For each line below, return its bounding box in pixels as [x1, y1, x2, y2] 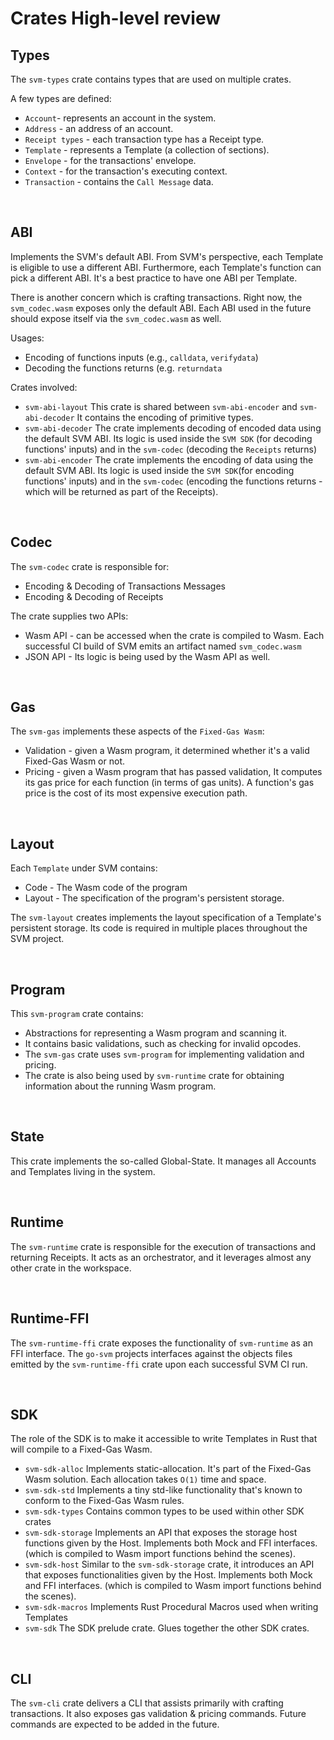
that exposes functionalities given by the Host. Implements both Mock [24, 1569, 313, 1581]
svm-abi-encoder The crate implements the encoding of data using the [24, 453, 314, 466]
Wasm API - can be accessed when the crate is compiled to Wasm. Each [24, 629, 325, 641]
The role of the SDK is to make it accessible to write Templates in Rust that [10, 1433, 318, 1445]
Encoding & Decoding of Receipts [24, 590, 164, 602]
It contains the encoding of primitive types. [76, 411, 254, 423]
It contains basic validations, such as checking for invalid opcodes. [24, 1038, 302, 1050]
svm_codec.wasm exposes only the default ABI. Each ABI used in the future [10, 302, 312, 314]
